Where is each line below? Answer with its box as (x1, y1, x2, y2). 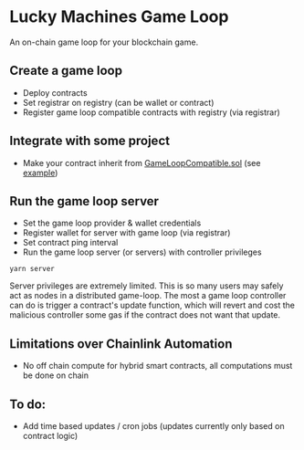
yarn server (9, 265, 55, 274)
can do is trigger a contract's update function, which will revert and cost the (9, 299, 295, 311)
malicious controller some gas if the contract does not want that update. (9, 309, 281, 320)
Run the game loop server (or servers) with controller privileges (22, 246, 262, 257)
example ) (22, 167, 58, 178)
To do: (9, 396, 47, 412)
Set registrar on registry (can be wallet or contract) (22, 97, 215, 108)
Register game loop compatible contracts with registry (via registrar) (22, 107, 280, 118)
